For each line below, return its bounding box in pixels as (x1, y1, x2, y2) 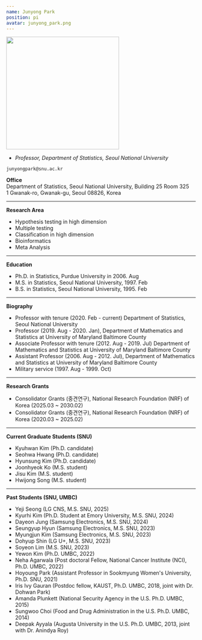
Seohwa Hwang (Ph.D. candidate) (14, 451, 99, 459)
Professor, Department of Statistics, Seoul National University (14, 154, 168, 162)
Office (6, 177, 22, 184)
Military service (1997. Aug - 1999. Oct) (14, 365, 112, 373)
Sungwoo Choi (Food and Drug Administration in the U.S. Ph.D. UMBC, (14, 608, 189, 615)
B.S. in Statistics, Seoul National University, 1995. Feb (14, 285, 147, 293)
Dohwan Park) (14, 588, 51, 596)
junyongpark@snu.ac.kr (6, 166, 63, 172)
